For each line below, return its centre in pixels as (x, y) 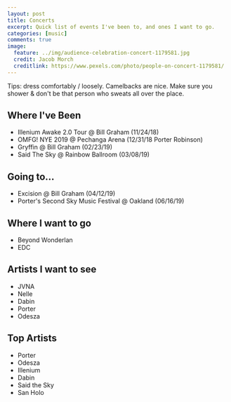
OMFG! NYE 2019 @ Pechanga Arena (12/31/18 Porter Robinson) (110, 140)
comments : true (29, 40)
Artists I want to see (52, 270)
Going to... (31, 176)
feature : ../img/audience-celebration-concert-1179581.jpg (102, 53)
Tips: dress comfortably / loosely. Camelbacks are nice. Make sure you (110, 86)
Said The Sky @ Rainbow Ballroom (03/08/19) (83, 154)
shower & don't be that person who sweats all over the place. (96, 93)
